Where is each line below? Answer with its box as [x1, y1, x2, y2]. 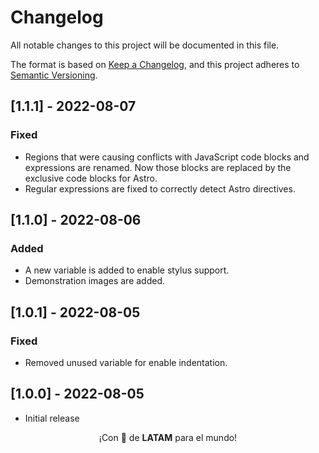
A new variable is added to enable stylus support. [24, 264, 230, 276]
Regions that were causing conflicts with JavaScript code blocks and [24, 151, 310, 163]
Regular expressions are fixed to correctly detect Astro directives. [24, 182, 296, 195]
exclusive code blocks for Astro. [24, 172, 158, 184]
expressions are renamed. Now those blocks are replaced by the [24, 161, 292, 173]
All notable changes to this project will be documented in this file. [10, 39, 280, 51]
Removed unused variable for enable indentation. [24, 357, 228, 368]
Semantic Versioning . [10, 69, 98, 81]
